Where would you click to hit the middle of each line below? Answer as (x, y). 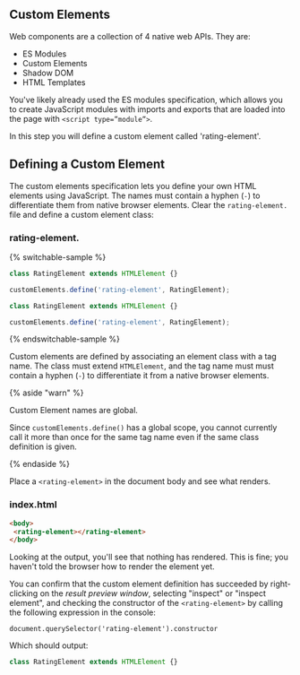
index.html (33, 505)
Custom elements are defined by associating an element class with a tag (143, 357)
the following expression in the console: (83, 612)
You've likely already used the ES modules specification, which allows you (146, 100)
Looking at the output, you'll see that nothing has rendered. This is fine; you (149, 557)
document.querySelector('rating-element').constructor (114, 629)
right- (280, 584)
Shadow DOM (48, 73)
